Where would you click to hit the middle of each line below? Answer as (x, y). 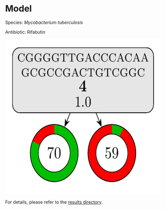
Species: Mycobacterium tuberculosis (44, 22)
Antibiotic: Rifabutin (25, 32)
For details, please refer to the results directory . (54, 202)
